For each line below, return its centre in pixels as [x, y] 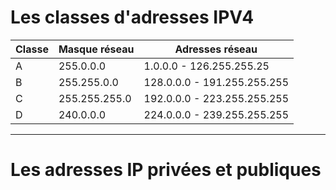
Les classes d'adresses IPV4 [132, 17]
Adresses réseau [216, 49]
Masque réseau [96, 49]
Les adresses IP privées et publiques [166, 170]
